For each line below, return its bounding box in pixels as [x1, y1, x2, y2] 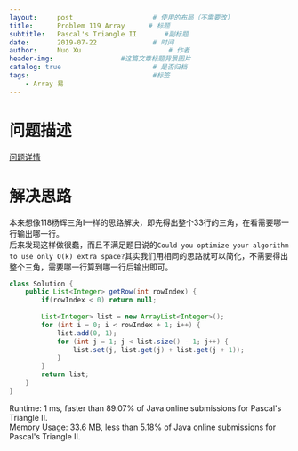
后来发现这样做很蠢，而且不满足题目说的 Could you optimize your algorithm [9, 239, 289, 250]
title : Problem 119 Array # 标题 [9, 21, 171, 30]
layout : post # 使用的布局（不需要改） [9, 12, 234, 22]
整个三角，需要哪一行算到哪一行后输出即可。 [9, 262, 173, 272]
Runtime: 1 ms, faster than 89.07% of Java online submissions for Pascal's [9, 402, 282, 414]
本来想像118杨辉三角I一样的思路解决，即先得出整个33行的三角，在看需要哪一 [9, 217, 290, 228]
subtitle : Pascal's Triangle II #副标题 [9, 29, 189, 38]
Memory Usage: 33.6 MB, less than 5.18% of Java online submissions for [9, 422, 277, 432]
